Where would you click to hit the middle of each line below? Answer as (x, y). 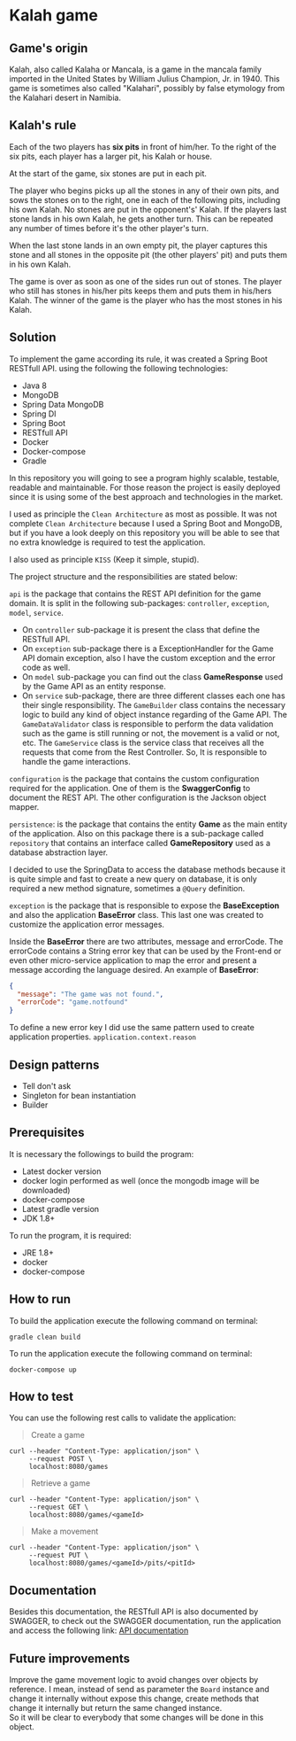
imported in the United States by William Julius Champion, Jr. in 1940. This (144, 79)
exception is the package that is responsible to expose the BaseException (144, 905)
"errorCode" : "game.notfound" (72, 1002)
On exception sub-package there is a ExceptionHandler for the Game (148, 649)
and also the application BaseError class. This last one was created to (137, 914)
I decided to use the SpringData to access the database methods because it (147, 869)
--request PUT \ (59, 1556)
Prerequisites (47, 1133)
